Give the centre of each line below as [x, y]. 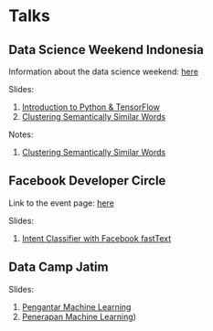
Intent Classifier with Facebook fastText [96, 238]
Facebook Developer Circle [87, 181]
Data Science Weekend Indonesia [106, 50]
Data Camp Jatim [59, 267]
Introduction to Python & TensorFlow [91, 107]
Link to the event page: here [62, 203]
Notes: [21, 134]
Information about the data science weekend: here [103, 71]
